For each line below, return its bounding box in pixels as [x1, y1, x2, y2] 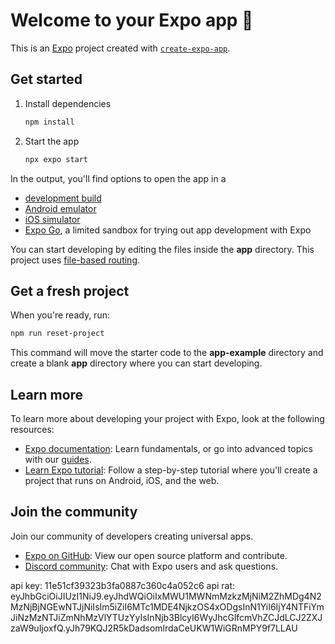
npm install [24, 117, 75, 127]
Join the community [10, 504, 138, 521]
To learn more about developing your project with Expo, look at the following [10, 413, 325, 424]
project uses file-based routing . [10, 254, 141, 266]
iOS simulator [24, 213, 81, 225]
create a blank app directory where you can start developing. [10, 357, 263, 369]
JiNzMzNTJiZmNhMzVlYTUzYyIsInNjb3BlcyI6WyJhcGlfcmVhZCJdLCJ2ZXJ [10, 611, 323, 623]
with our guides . [24, 454, 92, 465]
